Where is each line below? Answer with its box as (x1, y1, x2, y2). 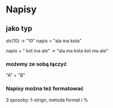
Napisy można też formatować (6, 85, 84, 92)
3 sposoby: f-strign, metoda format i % (6, 97, 88, 103)
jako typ (6, 24, 32, 33)
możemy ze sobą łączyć (6, 60, 67, 67)
